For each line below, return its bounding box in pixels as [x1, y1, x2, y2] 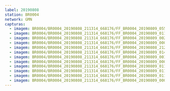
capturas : [5, 21, 26, 27]
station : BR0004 [5, 12, 39, 17]
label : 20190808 [5, 7, 39, 13]
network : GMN [5, 17, 32, 22]
